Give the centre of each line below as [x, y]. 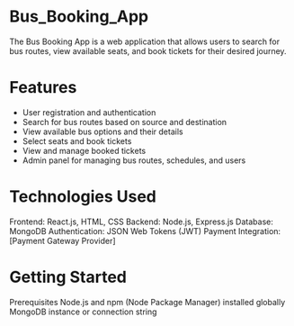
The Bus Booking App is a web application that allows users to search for [145, 41]
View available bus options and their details [102, 131]
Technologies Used [83, 197]
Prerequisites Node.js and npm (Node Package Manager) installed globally [147, 302]
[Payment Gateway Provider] [62, 240]
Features [43, 88]
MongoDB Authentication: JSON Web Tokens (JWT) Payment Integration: [145, 231]
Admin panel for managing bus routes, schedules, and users [134, 160]
